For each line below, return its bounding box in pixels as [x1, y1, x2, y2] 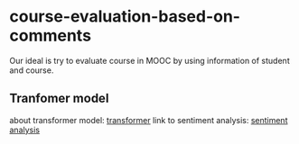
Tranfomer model [9, 91, 109, 106]
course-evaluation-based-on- [9, 6, 241, 27]
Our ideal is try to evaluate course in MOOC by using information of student [9, 55, 291, 66]
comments [9, 25, 92, 46]
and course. [9, 65, 54, 76]
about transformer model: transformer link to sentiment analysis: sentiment [9, 114, 288, 125]
